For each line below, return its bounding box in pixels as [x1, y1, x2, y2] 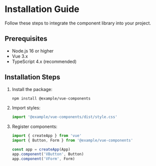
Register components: [11, 123, 58, 129]
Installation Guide [4, 3, 79, 15]
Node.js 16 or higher [11, 47, 54, 53]
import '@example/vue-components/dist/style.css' [11, 114, 118, 119]
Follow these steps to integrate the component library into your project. [4, 20, 151, 26]
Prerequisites [4, 34, 47, 43]
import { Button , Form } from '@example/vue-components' [11, 138, 133, 143]
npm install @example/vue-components [11, 96, 91, 101]
